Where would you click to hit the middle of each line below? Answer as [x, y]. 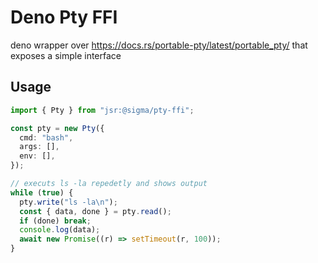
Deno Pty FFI [64, 17]
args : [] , [39, 147]
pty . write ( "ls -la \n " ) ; [68, 202]
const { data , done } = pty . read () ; [95, 211]
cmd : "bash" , [46, 137]
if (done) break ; [55, 221]
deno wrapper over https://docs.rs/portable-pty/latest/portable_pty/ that [159, 45]
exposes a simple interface [66, 55]
